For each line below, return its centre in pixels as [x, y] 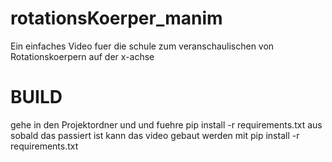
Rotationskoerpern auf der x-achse [82, 56]
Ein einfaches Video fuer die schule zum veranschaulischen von [142, 46]
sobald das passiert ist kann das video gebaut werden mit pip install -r [155, 135]
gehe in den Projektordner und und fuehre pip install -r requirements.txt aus [166, 124]
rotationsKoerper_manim [116, 18]
